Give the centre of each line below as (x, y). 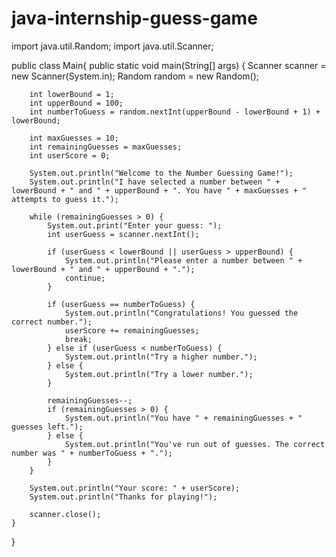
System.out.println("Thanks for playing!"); (123, 497)
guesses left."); (47, 427)
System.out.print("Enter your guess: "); (135, 225)
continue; (85, 278)
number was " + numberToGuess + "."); (92, 453)
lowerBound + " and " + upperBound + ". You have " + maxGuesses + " (159, 190)
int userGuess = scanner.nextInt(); (123, 234)
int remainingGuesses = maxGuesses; (106, 147)
